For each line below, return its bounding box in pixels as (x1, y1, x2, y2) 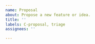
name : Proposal (5, 7, 38, 13)
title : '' (5, 17, 27, 22)
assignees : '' (5, 27, 36, 32)
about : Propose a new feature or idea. (5, 12, 91, 17)
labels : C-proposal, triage (5, 21, 66, 27)
